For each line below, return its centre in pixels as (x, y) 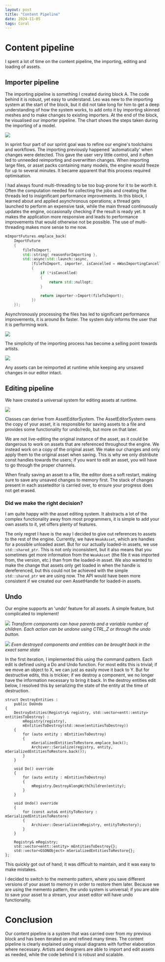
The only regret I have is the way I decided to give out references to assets (81, 534)
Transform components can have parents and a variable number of (80, 624)
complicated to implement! (32, 614)
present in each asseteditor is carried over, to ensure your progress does (79, 485)
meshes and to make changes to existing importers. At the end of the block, (82, 115)
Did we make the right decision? (44, 503)
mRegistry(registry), (45, 721)
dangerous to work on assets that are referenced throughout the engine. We (82, 444)
